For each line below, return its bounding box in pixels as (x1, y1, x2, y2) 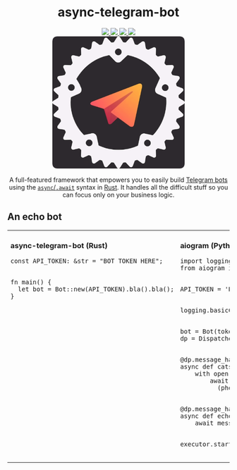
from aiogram (179, 264, 226, 272)
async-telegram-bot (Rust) (10, 241, 108, 251)
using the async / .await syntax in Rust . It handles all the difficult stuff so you (8, 183, 229, 191)
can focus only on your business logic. (62, 190, 175, 199)
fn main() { (10, 278, 51, 286)
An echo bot (7, 211, 62, 223)
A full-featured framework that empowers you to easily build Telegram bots (9, 175, 228, 184)
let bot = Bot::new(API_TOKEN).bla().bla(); (17, 285, 174, 293)
